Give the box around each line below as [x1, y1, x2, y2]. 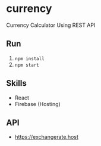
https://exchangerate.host [14, 133, 79, 141]
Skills [6, 78, 27, 88]
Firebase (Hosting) [14, 100, 61, 107]
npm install [14, 55, 45, 61]
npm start [14, 62, 40, 68]
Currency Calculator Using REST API [6, 21, 96, 29]
